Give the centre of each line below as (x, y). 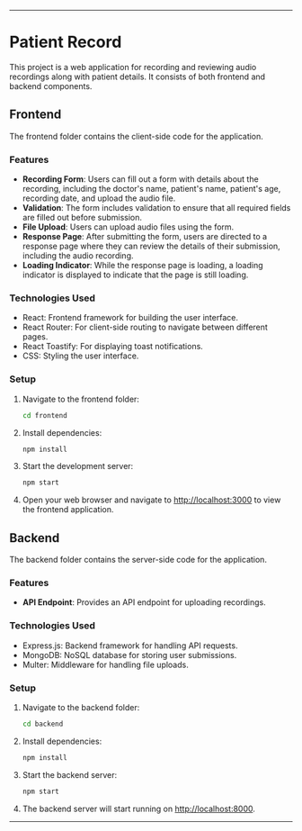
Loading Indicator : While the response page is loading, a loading (142, 266)
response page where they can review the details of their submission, (151, 246)
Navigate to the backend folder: (81, 707)
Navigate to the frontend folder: (80, 399)
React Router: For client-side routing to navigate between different (145, 327)
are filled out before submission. (82, 218)
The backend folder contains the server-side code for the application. (138, 560)
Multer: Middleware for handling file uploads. (105, 664)
